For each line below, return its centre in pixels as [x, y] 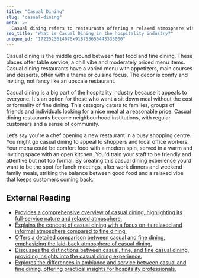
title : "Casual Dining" [36, 12]
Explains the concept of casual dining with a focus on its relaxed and [98, 225]
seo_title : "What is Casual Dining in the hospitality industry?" [90, 34]
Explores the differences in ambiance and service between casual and [100, 262]
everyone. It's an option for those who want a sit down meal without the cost [99, 99]
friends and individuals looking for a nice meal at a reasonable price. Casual [99, 111]
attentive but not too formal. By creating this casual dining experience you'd [99, 161]
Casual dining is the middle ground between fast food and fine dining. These [99, 56]
